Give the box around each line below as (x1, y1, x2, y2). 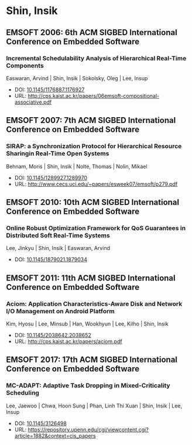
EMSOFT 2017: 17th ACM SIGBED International (6, 355, 177, 365)
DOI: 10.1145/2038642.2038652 (14, 331, 92, 338)
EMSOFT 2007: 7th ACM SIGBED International (6, 115, 176, 125)
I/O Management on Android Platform (6, 307, 115, 315)
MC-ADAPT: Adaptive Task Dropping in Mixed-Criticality (6, 382, 171, 390)
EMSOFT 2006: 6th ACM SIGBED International (6, 28, 177, 37)
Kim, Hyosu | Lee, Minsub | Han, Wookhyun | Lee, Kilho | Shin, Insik (6, 320, 169, 327)
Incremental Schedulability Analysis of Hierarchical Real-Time (6, 54, 187, 62)
